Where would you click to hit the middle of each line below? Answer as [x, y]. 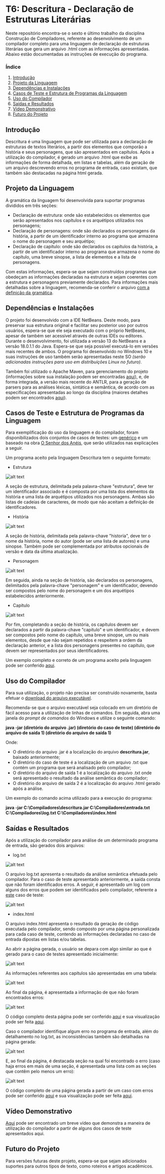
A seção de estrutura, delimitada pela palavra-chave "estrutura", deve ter [80, 487]
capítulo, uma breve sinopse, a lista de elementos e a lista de [74, 257]
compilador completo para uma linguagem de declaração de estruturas [78, 43]
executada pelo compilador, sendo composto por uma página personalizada [82, 929]
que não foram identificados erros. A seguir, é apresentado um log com [78, 884]
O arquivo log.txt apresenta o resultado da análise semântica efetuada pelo [82, 874]
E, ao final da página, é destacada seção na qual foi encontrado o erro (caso [83, 1061]
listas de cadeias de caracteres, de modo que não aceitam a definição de [80, 502]
